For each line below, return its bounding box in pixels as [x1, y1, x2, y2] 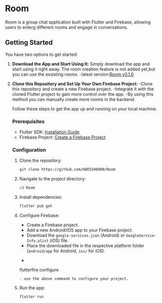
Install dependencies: [19, 194, 62, 200]
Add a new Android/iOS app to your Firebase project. [26, 227, 133, 233]
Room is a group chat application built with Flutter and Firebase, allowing [5, 19, 151, 25]
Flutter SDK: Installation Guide [19, 129, 80, 135]
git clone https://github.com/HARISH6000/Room [19, 167, 116, 172]
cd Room [19, 185, 35, 191]
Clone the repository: [19, 157, 62, 164]
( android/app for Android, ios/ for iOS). [26, 248, 106, 254]
